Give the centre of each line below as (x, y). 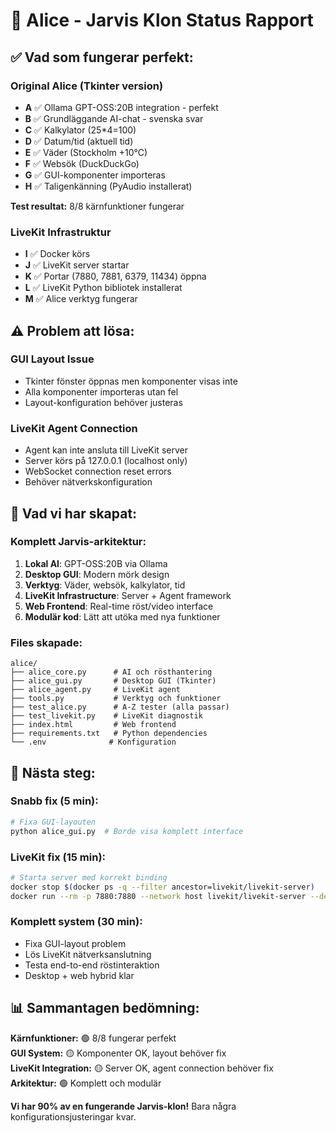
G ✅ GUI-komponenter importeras (95, 175)
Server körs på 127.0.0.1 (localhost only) (106, 461)
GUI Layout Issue (52, 359)
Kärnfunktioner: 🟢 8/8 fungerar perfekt (93, 1038)
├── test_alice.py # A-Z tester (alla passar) (120, 707)
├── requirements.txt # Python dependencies (109, 734)
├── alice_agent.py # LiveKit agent (96, 690)
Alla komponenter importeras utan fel (101, 391)
